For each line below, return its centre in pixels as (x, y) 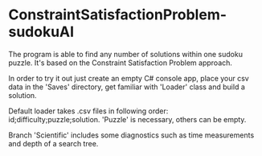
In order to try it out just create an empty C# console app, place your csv (129, 78)
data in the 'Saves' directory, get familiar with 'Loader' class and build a (127, 87)
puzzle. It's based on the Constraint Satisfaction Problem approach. (121, 63)
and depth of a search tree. (53, 143)
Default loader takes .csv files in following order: (88, 111)
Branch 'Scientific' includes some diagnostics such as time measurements (131, 135)
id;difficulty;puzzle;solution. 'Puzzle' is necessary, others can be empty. (127, 119)
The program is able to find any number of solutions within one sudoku (126, 54)
